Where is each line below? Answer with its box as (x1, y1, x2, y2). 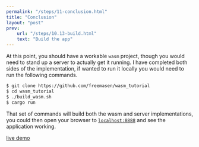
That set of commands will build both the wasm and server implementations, (6, 110, 194, 117)
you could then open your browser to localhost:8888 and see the (6, 116, 166, 123)
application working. (6, 123, 56, 130)
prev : (6, 25, 20, 31)
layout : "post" (6, 20, 44, 25)
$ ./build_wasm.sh (6, 94, 52, 100)
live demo (6, 134, 30, 141)
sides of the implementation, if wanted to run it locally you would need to (6, 65, 184, 72)
